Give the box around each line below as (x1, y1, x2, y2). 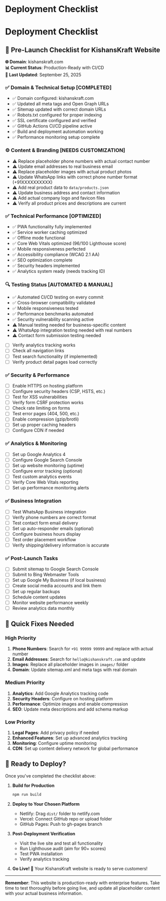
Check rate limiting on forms (12, 405, 70, 411)
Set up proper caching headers (12, 422, 76, 428)
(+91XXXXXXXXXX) (12, 179, 53, 185)
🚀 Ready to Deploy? (5, 760, 67, 768)
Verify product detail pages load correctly (12, 359, 97, 365)
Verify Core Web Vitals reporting (12, 479, 79, 485)
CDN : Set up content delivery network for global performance (12, 745, 138, 752)
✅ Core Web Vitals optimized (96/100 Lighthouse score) (12, 241, 127, 247)
